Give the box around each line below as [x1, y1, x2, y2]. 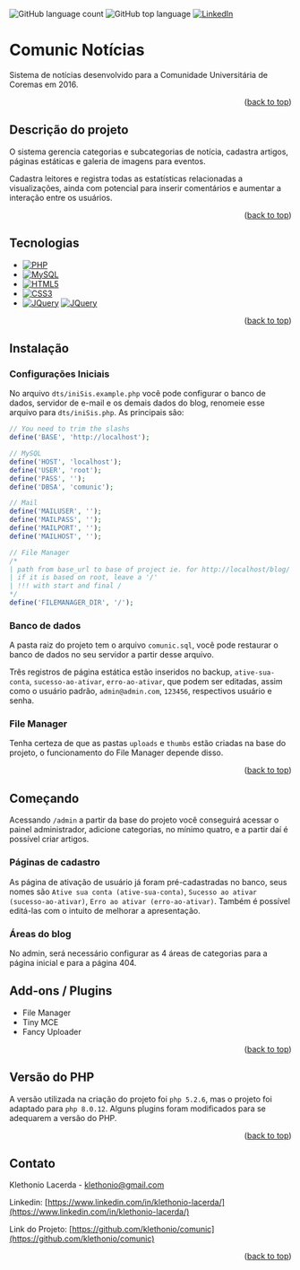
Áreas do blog [9, 927, 72, 940]
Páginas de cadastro [9, 857, 100, 869]
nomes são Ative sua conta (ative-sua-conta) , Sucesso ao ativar [9, 886, 257, 897]
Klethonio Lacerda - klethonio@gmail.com [9, 1179, 165, 1190]
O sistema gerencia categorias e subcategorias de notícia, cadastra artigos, [9, 146, 289, 157]
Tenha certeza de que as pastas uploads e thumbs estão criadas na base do [9, 738, 287, 749]
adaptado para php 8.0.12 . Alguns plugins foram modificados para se [9, 1103, 266, 1114]
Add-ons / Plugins [9, 983, 113, 999]
